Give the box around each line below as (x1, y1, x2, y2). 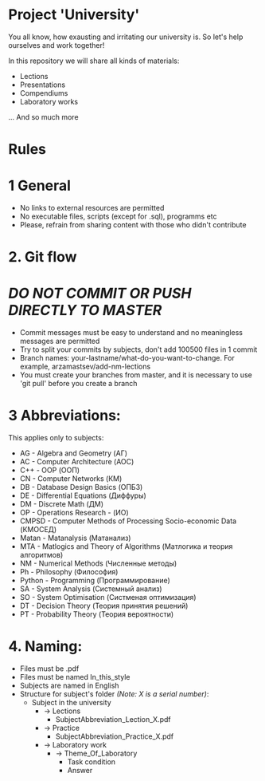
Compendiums (19, 88, 68, 97)
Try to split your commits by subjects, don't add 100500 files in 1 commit (19, 345, 258, 354)
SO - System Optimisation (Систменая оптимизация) (19, 593, 197, 602)
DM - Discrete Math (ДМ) (19, 499, 104, 509)
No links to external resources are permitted (19, 203, 165, 213)
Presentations (19, 80, 66, 89)
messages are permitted (19, 337, 100, 346)
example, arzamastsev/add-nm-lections (19, 361, 151, 372)
